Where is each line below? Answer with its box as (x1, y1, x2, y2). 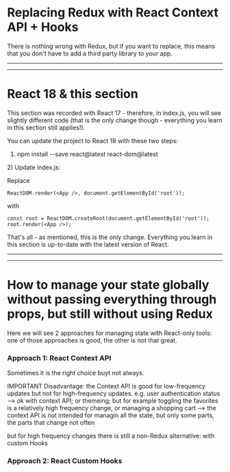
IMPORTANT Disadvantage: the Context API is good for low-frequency (7, 382, 206, 390)
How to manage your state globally (7, 277, 209, 293)
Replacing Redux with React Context (7, 5, 219, 21)
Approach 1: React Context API (7, 353, 112, 362)
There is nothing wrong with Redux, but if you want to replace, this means (7, 42, 216, 50)
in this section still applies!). (7, 123, 86, 132)
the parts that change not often (7, 419, 95, 427)
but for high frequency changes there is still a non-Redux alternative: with (7, 432, 215, 440)
